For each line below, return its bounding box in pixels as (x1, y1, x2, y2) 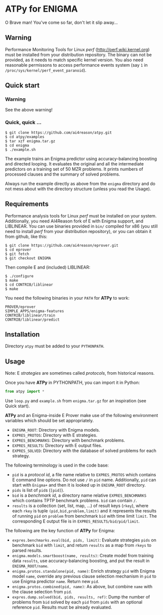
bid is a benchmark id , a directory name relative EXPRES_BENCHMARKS (12, 492, 147, 498)
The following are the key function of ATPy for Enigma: (5, 528, 115, 534)
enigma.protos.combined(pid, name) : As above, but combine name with (12, 584, 152, 590)
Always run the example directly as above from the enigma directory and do (5, 181, 156, 186)
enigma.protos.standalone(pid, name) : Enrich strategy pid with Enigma (12, 568, 155, 574)
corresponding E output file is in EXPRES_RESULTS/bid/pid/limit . (12, 518, 140, 524)
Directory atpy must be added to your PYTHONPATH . (5, 343, 105, 349)
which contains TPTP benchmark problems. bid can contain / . (12, 498, 137, 504)
